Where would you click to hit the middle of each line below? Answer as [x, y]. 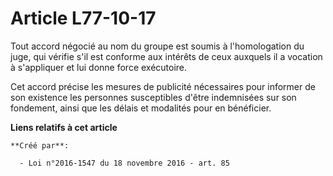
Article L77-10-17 [83, 18]
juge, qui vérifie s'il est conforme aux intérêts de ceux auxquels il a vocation [166, 56]
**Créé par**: [40, 145]
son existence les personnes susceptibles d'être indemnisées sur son [153, 97]
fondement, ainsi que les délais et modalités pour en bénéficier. [141, 108]
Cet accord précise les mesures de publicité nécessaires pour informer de [163, 86]
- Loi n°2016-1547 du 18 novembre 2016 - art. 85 [124, 163]
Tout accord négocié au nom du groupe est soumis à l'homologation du [157, 46]
